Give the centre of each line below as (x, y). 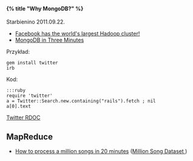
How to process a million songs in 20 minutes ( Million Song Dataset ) (101, 151)
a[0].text (19, 107)
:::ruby (16, 91)
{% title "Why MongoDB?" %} (45, 8)
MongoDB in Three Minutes (49, 40)
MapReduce (30, 136)
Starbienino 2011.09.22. (36, 22)
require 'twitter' (29, 96)
